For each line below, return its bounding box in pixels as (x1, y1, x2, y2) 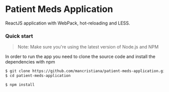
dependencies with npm (5, 59, 55, 65)
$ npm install (5, 82, 35, 87)
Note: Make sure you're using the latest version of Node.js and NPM (17, 44, 159, 50)
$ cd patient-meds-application (5, 73, 71, 78)
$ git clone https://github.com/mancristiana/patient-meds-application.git (5, 68, 167, 73)
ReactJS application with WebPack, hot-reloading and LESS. (5, 20, 130, 26)
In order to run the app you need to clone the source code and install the (5, 53, 156, 59)
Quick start (5, 32, 34, 39)
